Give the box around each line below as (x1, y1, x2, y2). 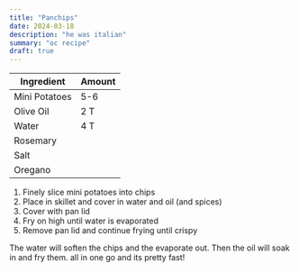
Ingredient (20, 76, 66, 88)
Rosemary (14, 134, 57, 147)
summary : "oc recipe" (9, 38, 91, 48)
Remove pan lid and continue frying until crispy (22, 225, 198, 236)
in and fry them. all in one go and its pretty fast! (9, 252, 186, 263)
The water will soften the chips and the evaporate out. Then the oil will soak (9, 242, 290, 253)
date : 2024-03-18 (9, 22, 75, 31)
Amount (80, 76, 116, 88)
